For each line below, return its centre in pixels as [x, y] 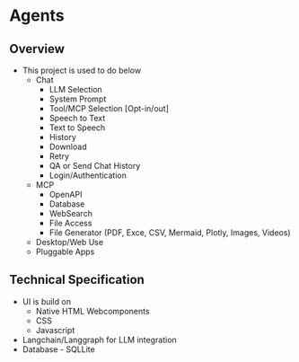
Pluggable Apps [65, 252]
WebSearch [70, 213]
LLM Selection [76, 89]
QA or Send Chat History [95, 166]
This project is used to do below [82, 70]
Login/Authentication [88, 175]
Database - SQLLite [59, 349]
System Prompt [78, 99]
